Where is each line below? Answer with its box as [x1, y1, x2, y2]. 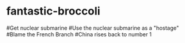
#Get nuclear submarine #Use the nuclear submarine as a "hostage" [6, 24, 179, 31]
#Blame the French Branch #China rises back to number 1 [6, 30, 152, 38]
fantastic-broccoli [6, 4, 100, 18]
